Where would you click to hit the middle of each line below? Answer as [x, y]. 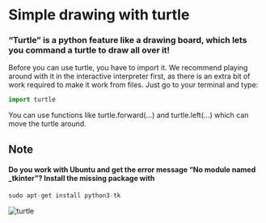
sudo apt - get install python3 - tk [65, 196]
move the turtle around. [47, 124]
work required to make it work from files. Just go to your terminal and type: [133, 85]
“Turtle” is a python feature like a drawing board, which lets [128, 40]
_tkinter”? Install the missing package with [82, 179]
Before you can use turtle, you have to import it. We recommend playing [128, 68]
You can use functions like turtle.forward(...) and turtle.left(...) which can [129, 116]
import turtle [32, 100]
